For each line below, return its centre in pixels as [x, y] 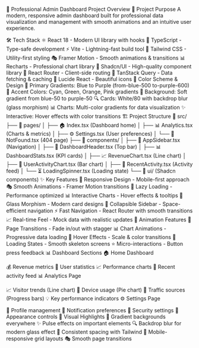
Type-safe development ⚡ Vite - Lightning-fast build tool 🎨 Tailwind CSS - [97, 49]
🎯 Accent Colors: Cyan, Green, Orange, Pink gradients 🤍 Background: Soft [97, 92]
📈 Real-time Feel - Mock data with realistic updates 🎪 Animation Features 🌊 [99, 220]
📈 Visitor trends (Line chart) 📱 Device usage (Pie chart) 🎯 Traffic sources [96, 290]
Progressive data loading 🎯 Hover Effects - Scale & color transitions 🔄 [91, 237]
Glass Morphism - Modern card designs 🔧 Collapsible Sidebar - [84, 204]
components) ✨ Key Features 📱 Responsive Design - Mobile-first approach [98, 179]
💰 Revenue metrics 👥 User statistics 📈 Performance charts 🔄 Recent [91, 267]
